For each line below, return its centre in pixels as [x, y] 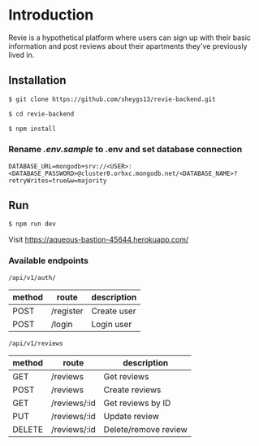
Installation [37, 80]
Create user [114, 311]
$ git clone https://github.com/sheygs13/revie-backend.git [112, 99]
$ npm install [32, 129]
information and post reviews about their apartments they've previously [128, 46]
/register [67, 311]
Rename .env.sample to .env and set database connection [125, 150]
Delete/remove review [146, 429]
